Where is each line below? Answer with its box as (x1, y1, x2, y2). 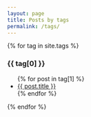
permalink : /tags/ (7, 23, 60, 30)
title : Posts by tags (7, 17, 70, 23)
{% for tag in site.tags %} (7, 42, 79, 50)
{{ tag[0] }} (7, 59, 45, 69)
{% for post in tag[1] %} (17, 74, 85, 83)
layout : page (7, 10, 45, 17)
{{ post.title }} (17, 82, 57, 90)
